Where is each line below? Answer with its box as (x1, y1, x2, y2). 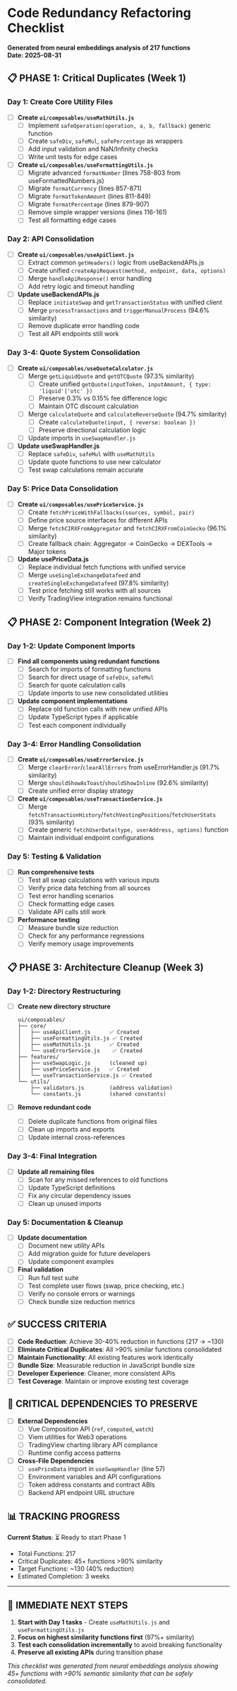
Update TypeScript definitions (28, 1183, 116, 1192)
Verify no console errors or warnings (28, 1289, 135, 1298)
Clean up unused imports (28, 1199, 102, 1207)
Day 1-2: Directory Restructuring (7, 986, 121, 996)
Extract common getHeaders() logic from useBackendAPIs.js (28, 258, 205, 267)
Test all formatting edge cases (28, 216, 116, 224)
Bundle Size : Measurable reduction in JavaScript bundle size (17, 1361, 195, 1369)
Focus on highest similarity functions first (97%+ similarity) (17, 1633, 195, 1641)
